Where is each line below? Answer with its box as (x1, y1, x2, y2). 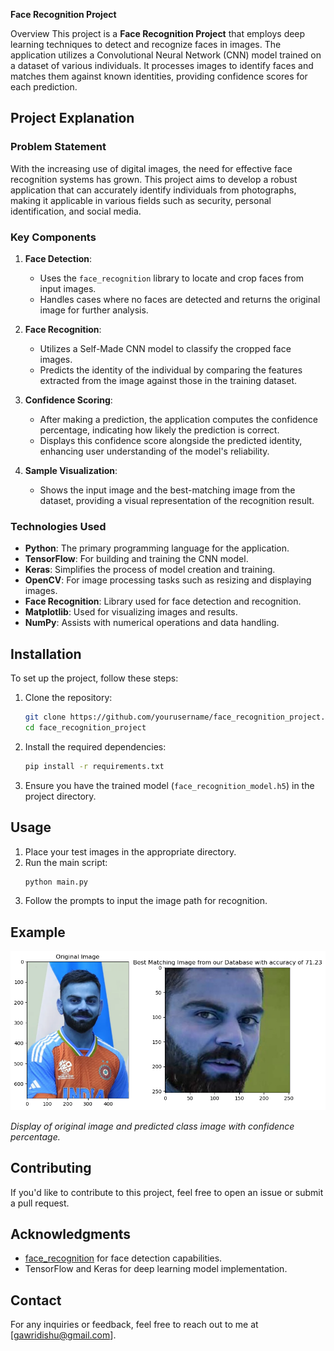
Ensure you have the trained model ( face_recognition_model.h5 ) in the (24, 779, 315, 791)
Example (10, 924, 66, 941)
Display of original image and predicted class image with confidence (10, 1120, 295, 1132)
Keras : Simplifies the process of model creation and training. (24, 564, 276, 576)
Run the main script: (24, 856, 108, 868)
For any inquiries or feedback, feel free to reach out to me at (10, 1319, 259, 1331)
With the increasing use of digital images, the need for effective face (10, 162, 293, 174)
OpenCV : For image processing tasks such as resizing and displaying (24, 574, 312, 586)
